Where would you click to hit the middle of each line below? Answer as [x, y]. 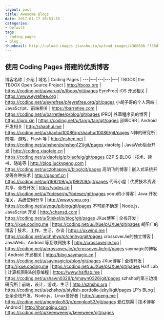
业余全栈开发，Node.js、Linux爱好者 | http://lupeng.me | [62, 296]
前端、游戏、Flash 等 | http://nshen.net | [45, 139]
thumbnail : [16, 46]
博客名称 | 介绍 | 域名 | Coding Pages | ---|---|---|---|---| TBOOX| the [75, 80]
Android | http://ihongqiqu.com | [37, 307]
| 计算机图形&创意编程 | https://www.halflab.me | [54, 272]
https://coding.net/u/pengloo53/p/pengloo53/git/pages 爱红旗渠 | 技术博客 [80, 302]
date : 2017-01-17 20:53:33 [32, 19]
